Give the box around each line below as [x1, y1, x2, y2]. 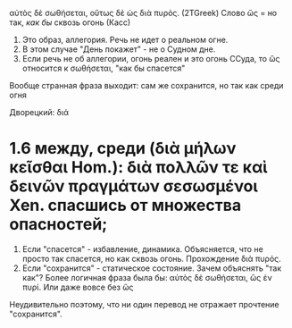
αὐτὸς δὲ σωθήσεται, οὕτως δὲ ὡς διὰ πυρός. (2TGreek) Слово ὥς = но [9, 8, 278, 18]
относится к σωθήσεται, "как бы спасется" [21, 63, 186, 73]
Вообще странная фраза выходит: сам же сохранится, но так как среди [9, 80, 284, 90]
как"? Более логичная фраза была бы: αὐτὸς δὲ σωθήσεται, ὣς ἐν [21, 272, 272, 282]
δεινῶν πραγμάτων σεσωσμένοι [9, 176, 259, 197]
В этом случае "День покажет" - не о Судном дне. [21, 44, 216, 55]
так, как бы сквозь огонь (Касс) [9, 17, 131, 28]
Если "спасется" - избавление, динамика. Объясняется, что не [21, 243, 263, 254]
